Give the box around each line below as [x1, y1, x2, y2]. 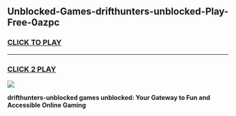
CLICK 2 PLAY [7, 64, 56, 74]
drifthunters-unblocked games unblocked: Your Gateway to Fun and [7, 93, 211, 101]
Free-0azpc [7, 17, 60, 29]
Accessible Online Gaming [7, 101, 86, 109]
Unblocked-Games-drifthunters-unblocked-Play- [7, 6, 229, 18]
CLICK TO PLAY [7, 38, 62, 48]
